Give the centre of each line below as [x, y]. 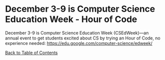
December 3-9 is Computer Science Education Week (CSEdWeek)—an [77, 33]
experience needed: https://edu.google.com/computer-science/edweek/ [79, 43]
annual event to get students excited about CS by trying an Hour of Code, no [83, 38]
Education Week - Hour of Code [71, 19]
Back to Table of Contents [32, 53]
